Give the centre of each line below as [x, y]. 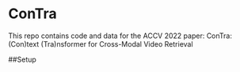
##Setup [23, 59]
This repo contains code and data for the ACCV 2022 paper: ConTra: [120, 36]
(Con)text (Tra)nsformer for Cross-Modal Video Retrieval [101, 44]
